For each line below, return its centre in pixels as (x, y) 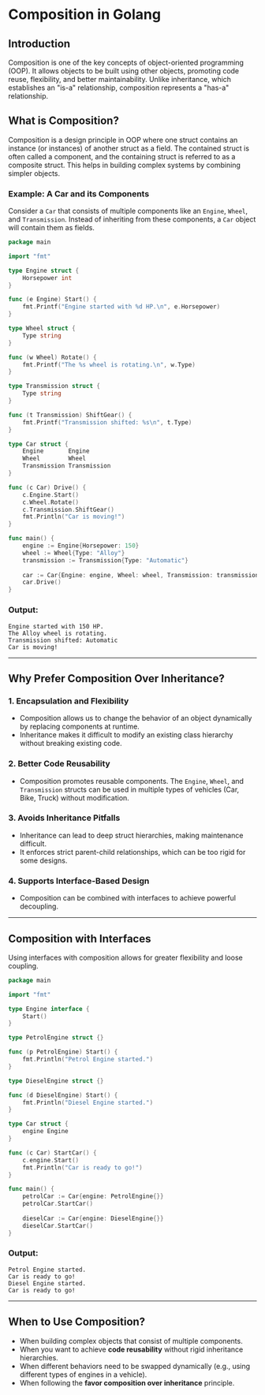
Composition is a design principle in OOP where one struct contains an (123, 140)
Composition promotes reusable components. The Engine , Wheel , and (132, 781)
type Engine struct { (44, 270)
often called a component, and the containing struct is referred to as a (122, 156)
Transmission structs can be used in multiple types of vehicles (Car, (129, 789)
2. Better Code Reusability (59, 764)
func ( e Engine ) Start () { (52, 300)
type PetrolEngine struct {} (56, 1038)
